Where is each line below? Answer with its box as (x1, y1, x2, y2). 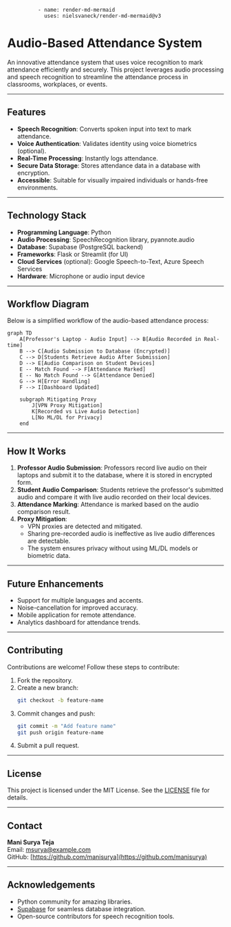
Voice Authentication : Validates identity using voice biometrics (16, 139, 197, 147)
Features (7, 107, 46, 118)
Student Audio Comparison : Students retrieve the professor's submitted (16, 486, 223, 494)
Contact (7, 820, 43, 831)
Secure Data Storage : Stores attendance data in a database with (16, 161, 201, 169)
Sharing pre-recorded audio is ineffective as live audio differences (27, 530, 215, 538)
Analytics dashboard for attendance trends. (16, 618, 141, 626)
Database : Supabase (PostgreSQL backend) (16, 242, 144, 251)
